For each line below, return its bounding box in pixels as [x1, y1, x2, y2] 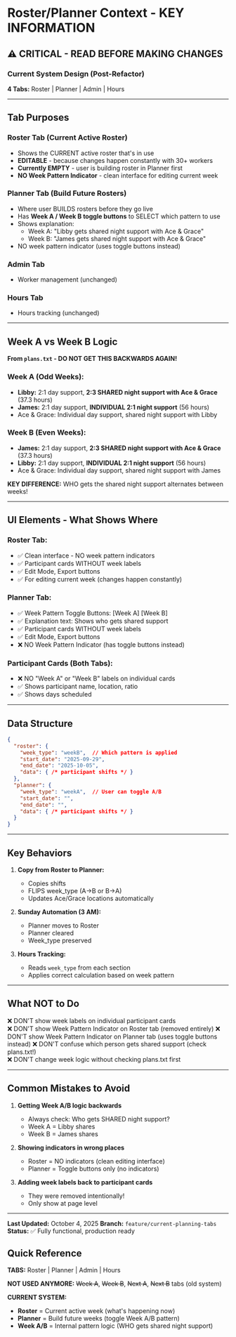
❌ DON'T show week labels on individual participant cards [7, 1016, 176, 1025]
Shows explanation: [17, 219, 75, 228]
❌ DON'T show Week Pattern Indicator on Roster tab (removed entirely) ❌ [7, 1024, 221, 1033]
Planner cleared [27, 929, 74, 937]
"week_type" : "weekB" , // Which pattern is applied [20, 749, 178, 756]
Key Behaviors [7, 847, 72, 859]
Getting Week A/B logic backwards [17, 1101, 122, 1109]
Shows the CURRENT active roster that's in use [17, 149, 155, 157]
